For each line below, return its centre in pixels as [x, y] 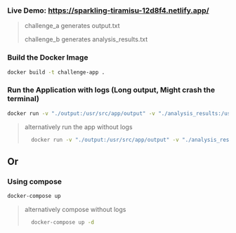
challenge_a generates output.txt [72, 26]
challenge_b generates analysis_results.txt [86, 39]
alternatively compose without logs [75, 210]
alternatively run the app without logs [78, 127]
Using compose [34, 181]
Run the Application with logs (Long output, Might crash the [111, 90]
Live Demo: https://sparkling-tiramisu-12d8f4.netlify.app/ [108, 11]
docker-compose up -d [63, 222]
